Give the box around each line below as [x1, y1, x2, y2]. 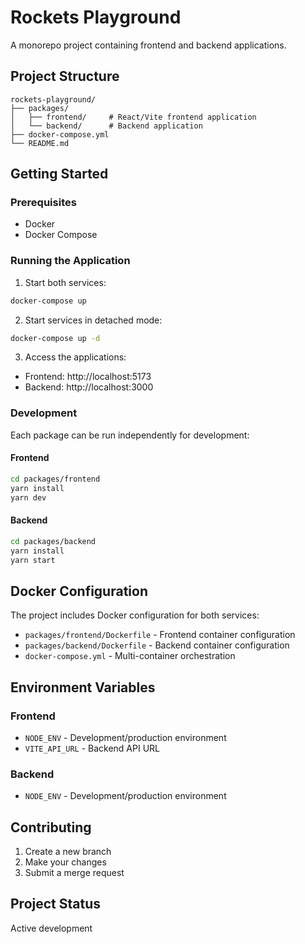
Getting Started [10, 166, 109, 183]
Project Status [10, 896, 102, 913]
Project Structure [10, 68, 120, 85]
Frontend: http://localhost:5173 [24, 371, 152, 383]
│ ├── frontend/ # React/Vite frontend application [10, 112, 257, 122]
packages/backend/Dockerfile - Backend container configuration [24, 639, 290, 651]
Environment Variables [10, 679, 156, 696]
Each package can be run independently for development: [10, 429, 250, 441]
